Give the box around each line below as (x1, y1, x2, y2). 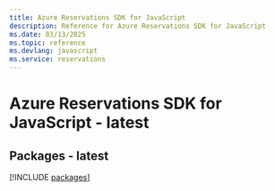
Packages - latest (9, 148, 109, 163)
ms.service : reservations (9, 55, 106, 64)
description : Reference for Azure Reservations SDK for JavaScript (9, 22, 267, 30)
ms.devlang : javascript (9, 47, 99, 56)
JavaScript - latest (9, 113, 150, 133)
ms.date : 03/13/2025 (9, 30, 87, 39)
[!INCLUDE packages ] (9, 172, 90, 182)
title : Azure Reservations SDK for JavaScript (9, 13, 186, 22)
